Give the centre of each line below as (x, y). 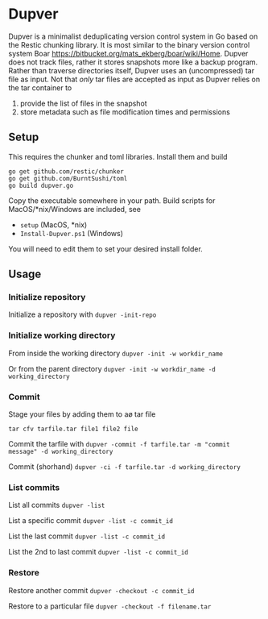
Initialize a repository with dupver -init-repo (82, 314)
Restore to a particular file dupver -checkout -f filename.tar (110, 606)
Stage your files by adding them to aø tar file (82, 414)
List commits (34, 487)
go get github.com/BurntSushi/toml (68, 178)
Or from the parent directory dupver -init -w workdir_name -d (112, 368)
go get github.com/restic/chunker (66, 171)
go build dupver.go (41, 185)
